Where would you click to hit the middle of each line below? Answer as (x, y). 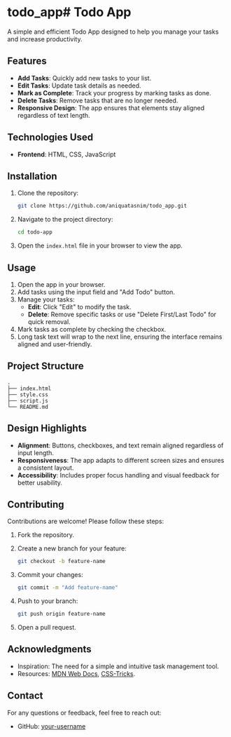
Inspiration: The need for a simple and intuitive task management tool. (118, 666)
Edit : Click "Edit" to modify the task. (79, 306)
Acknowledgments (50, 649)
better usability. (40, 482)
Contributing (36, 505)
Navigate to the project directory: (65, 219)
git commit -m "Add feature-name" (68, 588)
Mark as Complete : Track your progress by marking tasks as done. (114, 93)
